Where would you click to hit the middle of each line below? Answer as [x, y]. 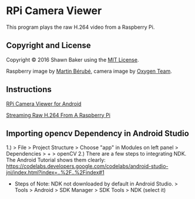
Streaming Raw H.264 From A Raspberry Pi [58, 115]
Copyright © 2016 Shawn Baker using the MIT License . [73, 59]
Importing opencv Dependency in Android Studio [97, 133]
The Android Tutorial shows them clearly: [56, 160]
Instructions [29, 90]
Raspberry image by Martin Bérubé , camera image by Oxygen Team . [89, 71]
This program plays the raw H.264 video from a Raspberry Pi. [80, 27]
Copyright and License [48, 45]
